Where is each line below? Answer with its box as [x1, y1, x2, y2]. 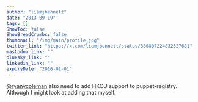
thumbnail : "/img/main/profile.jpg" [6, 37, 100, 43]
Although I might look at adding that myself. [6, 89, 116, 97]
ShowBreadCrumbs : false [6, 32, 67, 38]
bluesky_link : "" [6, 54, 51, 60]
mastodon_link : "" [6, 49, 53, 55]
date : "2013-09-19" [6, 15, 56, 21]
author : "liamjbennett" [6, 9, 67, 15]
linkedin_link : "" [6, 60, 53, 66]
